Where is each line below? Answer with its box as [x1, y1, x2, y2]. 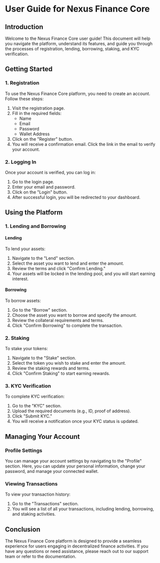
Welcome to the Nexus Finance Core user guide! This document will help [5, 35, 151, 41]
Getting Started [5, 65, 53, 73]
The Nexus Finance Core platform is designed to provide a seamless [5, 538, 142, 544]
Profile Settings [5, 447, 43, 454]
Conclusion [5, 525, 41, 533]
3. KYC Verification [5, 382, 51, 389]
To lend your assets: [5, 246, 46, 252]
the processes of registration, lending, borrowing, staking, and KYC [5, 46, 140, 51]
